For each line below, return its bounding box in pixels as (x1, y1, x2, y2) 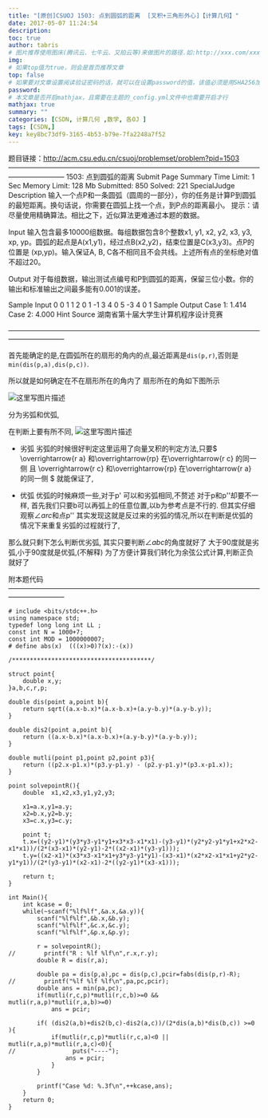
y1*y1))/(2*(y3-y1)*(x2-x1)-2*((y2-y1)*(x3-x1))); (8, 859, 180, 867)
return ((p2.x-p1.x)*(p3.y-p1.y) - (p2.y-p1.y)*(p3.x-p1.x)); (22, 760, 234, 768)
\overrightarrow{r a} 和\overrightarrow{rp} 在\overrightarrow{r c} (19, 453, 234, 463)
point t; (22, 831, 52, 839)
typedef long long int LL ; (8, 621, 102, 629)
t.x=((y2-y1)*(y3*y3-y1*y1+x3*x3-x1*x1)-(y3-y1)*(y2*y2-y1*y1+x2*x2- (22, 837, 259, 846)
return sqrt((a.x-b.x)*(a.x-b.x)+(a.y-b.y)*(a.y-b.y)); (22, 705, 213, 713)
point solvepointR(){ (8, 781, 81, 790)
